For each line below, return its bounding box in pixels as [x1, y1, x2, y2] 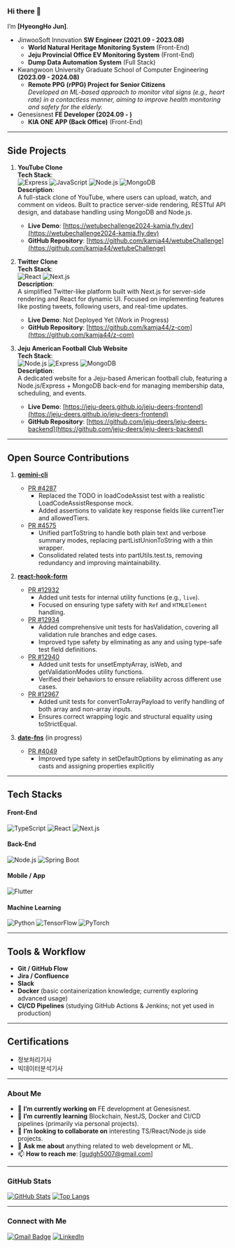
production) [17, 1009, 52, 1017]
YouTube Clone [17, 163, 63, 172]
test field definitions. [38, 645, 98, 653]
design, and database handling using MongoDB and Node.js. [17, 208, 192, 217]
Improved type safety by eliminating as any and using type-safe [38, 637, 222, 646]
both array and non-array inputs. [38, 705, 133, 713]
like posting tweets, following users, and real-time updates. [17, 302, 188, 311]
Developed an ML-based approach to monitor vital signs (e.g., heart [27, 88, 225, 97]
